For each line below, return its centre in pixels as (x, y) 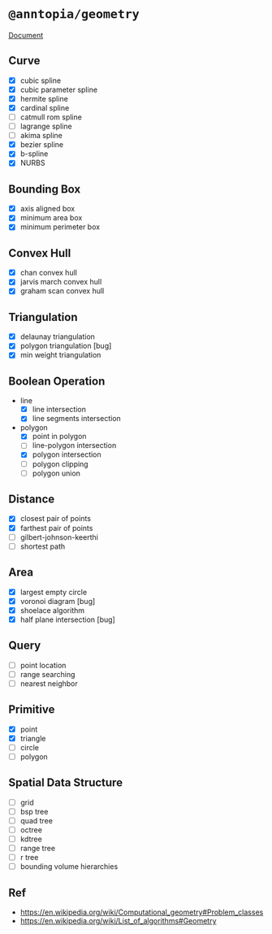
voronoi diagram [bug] (58, 601)
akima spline (41, 136)
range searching (47, 674)
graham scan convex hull (62, 291)
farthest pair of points (56, 528)
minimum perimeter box (60, 227)
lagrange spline (46, 126)
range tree (37, 848)
